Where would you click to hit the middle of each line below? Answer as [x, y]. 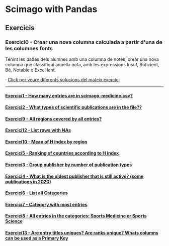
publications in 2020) [28, 181]
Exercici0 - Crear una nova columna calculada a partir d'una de [84, 42]
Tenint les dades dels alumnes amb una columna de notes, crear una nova [82, 59]
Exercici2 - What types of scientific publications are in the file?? [74, 107]
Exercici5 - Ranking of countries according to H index [62, 153]
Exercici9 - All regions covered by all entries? [54, 118]
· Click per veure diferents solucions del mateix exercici [62, 79]
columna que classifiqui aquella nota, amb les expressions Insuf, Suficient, [82, 64]
